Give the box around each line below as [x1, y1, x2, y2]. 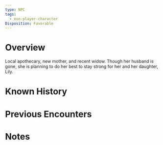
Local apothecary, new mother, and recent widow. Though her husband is [5, 58, 154, 64]
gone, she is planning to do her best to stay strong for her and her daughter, [5, 63, 158, 69]
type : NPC [5, 7, 25, 12]
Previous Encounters [5, 109, 92, 119]
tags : [5, 12, 16, 17]
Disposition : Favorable [5, 21, 54, 26]
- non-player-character [9, 16, 58, 21]
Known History [5, 86, 68, 97]
